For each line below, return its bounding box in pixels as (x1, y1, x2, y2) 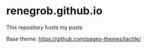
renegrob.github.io (6, 4, 103, 18)
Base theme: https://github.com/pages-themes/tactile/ (6, 35, 141, 42)
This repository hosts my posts (6, 24, 83, 31)
